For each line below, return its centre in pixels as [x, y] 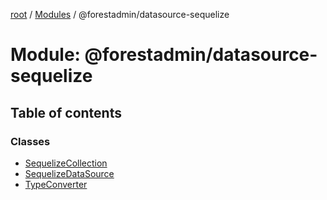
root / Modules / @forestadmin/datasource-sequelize [120, 14]
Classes [30, 141]
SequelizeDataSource [69, 173]
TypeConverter [56, 184]
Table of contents [66, 112]
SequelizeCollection [66, 163]
